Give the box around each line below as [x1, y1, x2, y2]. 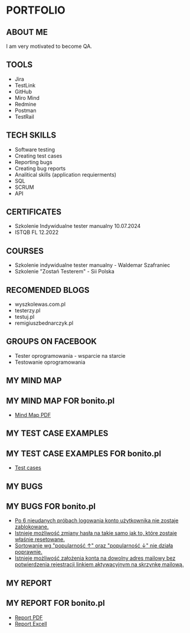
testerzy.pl [14, 307, 41, 314]
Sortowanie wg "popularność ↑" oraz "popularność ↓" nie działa [14, 542, 173, 549]
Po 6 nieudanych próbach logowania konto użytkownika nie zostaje [14, 517, 179, 524]
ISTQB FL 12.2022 [14, 229, 59, 236]
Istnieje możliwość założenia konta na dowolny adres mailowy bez [14, 554, 176, 562]
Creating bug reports [14, 165, 66, 172]
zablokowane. [14, 523, 49, 530]
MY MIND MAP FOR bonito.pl [6, 396, 115, 406]
